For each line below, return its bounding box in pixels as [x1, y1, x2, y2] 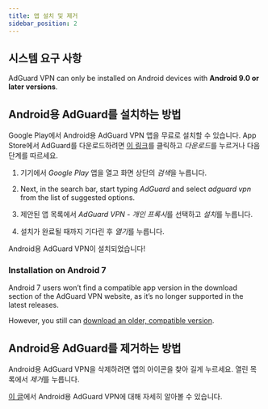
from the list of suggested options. [19, 193, 136, 202]
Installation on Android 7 [8, 265, 107, 276]
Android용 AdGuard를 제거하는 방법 [8, 341, 182, 355]
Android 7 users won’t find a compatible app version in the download [8, 283, 238, 292]
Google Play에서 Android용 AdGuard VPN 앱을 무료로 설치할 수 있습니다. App [8, 130, 257, 140]
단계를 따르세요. [8, 151, 59, 160]
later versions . [8, 82, 58, 92]
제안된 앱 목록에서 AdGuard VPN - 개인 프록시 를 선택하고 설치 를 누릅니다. [19, 210, 253, 219]
